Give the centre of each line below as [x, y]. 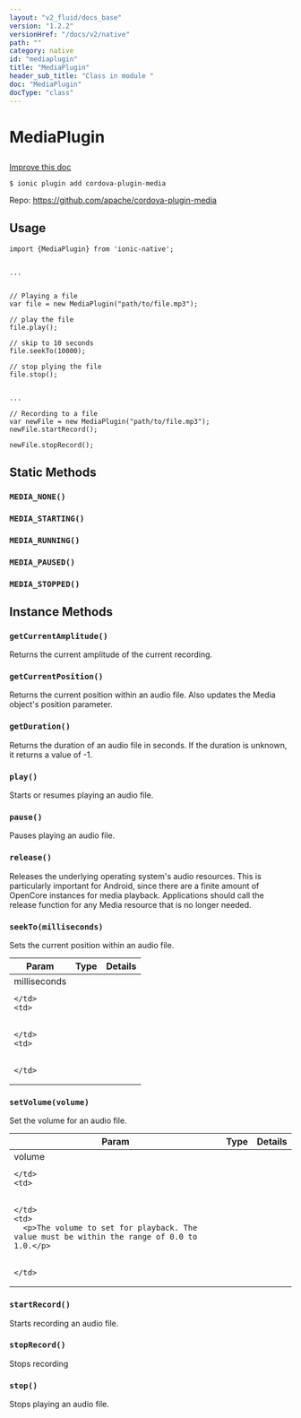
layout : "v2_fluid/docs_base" [66, 17]
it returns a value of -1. [51, 755]
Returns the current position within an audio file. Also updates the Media [142, 695]
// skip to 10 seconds [52, 343]
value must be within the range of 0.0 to [106, 1237]
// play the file [42, 319]
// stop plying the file [56, 367]
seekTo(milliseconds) [56, 927]
